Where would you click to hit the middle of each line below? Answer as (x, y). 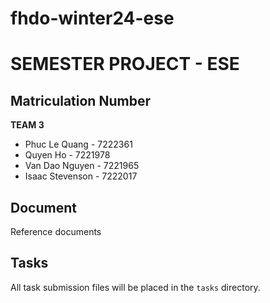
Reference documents (56, 231)
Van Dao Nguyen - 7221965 (82, 166)
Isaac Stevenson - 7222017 (81, 176)
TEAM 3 (27, 125)
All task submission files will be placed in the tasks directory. (135, 287)
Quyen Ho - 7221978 (67, 155)
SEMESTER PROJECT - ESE (125, 64)
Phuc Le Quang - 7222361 (78, 144)
